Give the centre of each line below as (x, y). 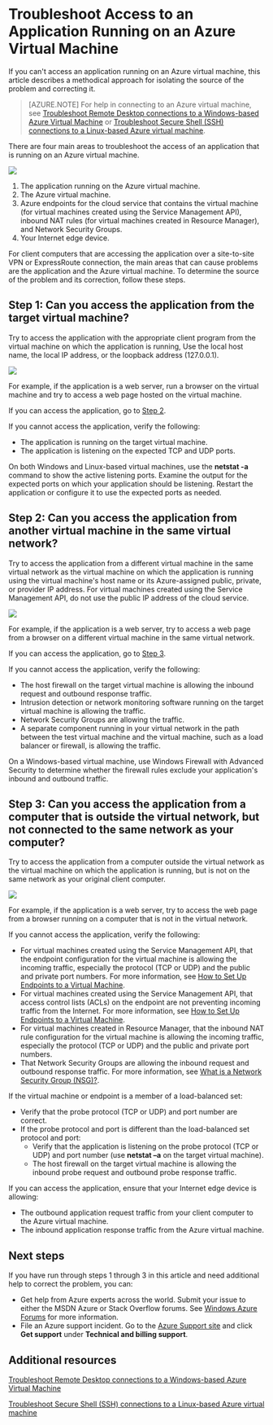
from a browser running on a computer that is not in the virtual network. (128, 919)
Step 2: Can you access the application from (123, 518)
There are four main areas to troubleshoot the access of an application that (134, 146)
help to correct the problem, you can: (71, 1284)
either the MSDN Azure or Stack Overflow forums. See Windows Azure (139, 1308)
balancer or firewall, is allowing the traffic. (90, 745)
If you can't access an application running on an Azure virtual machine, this (134, 71)
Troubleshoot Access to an (101, 14)
